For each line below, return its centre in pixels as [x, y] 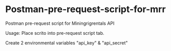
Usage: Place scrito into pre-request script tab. [55, 33]
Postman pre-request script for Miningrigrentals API [60, 23]
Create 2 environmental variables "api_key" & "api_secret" [67, 43]
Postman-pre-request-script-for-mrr [85, 9]
